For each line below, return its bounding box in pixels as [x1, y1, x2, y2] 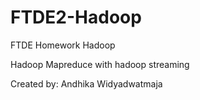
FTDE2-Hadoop [10, 6, 142, 29]
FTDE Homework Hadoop [10, 39, 116, 51]
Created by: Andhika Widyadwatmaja [10, 77, 163, 90]
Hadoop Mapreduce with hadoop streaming [10, 58, 190, 70]
